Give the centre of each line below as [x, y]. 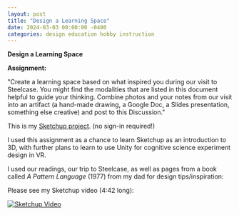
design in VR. [27, 155]
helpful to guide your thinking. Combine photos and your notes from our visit [120, 97]
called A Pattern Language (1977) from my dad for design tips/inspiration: [116, 176]
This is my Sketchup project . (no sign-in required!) [81, 126]
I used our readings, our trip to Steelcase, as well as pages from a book [112, 169]
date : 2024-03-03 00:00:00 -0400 [57, 27]
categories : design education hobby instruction [81, 34]
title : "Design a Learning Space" [59, 21]
